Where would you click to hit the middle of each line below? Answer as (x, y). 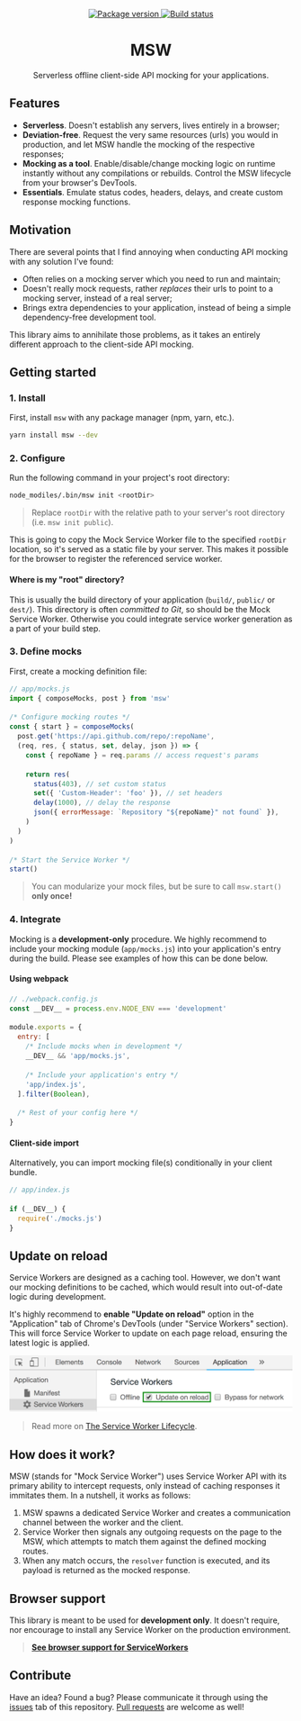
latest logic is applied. (49, 1343)
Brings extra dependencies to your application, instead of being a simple (157, 307)
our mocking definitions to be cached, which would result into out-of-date (146, 1287)
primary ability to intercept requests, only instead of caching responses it (145, 1486)
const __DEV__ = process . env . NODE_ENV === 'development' (118, 1009)
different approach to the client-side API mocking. (102, 344)
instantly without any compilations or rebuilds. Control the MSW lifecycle (157, 173)
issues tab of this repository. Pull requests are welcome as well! (127, 1707)
